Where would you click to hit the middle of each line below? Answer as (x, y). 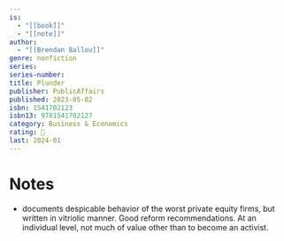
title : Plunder (37, 83)
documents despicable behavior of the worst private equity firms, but (149, 208)
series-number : (37, 75)
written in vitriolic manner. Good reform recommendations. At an (139, 218)
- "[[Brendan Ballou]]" (61, 50)
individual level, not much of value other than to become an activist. (145, 227)
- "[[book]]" (41, 26)
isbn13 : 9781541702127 (51, 116)
